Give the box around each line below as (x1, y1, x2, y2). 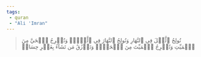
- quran (9, 15, 29, 21)
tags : (6, 8, 20, 15)
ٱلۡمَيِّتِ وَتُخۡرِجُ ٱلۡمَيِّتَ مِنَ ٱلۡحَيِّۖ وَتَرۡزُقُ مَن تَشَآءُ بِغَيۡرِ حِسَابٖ (21, 43, 195, 50)
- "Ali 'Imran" (9, 20, 48, 26)
